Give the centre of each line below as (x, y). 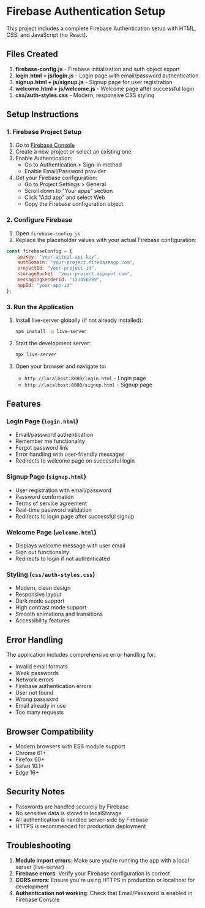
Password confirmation (45, 496)
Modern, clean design (43, 588)
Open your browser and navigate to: (61, 366)
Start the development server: (53, 343)
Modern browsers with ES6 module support (70, 746)
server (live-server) (40, 867)
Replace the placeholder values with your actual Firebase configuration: (106, 240)
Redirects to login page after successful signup (75, 516)
